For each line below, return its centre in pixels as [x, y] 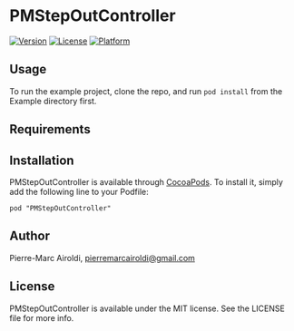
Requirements [50, 129]
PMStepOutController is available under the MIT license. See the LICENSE [147, 308]
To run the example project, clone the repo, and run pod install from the [146, 91]
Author [29, 236]
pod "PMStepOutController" [60, 208]
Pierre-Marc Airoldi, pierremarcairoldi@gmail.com [102, 258]
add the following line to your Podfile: [79, 191]
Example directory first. [53, 101]
